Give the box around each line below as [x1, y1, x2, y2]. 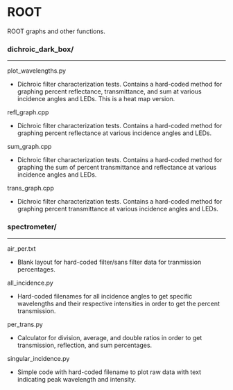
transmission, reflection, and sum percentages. [17, 341, 153, 349]
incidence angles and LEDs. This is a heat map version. [17, 95, 175, 103]
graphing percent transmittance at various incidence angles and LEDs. [17, 205, 218, 213]
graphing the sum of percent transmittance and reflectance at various [17, 163, 217, 172]
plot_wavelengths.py [7, 67, 67, 75]
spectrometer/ [7, 222, 57, 232]
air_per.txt [7, 244, 36, 253]
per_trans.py [7, 320, 43, 328]
